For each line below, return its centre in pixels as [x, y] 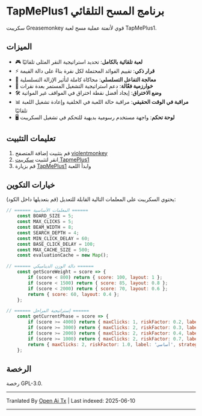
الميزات [19, 47]
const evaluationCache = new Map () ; [63, 255]
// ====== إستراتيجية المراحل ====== [48, 311]
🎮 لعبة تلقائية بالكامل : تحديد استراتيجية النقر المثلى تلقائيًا [79, 62]
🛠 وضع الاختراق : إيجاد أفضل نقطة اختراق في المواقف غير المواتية [88, 92]
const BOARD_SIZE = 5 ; [45, 216]
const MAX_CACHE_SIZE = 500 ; [54, 250]
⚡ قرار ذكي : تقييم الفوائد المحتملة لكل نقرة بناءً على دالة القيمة [85, 71]
